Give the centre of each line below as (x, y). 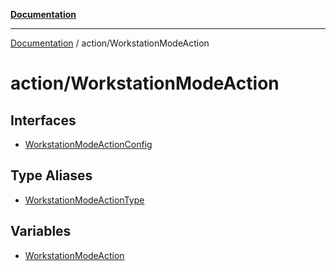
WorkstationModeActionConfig (88, 144)
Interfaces (43, 120)
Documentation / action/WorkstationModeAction (110, 43)
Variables (41, 231)
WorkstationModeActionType (84, 200)
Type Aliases (51, 175)
